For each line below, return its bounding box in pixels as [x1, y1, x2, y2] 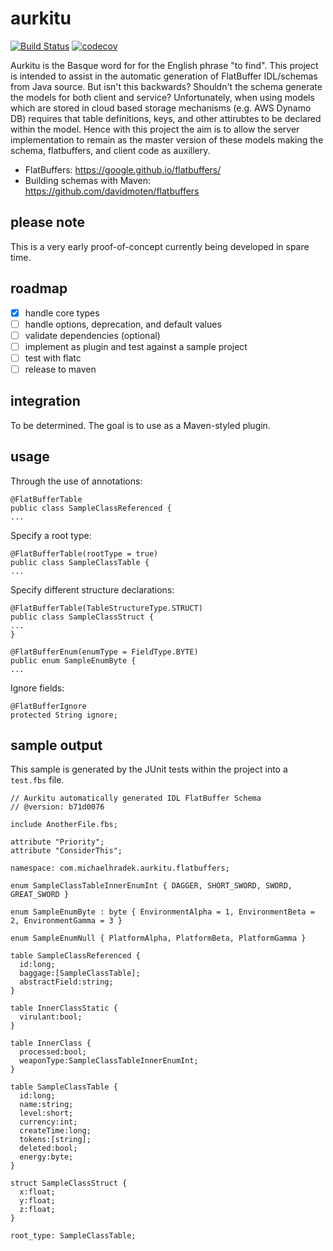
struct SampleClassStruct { [10, 1178, 128, 1189]
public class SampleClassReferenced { [10, 503, 172, 513]
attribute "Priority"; [10, 837, 105, 847]
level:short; [19, 1108, 74, 1119]
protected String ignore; [10, 710, 118, 720]
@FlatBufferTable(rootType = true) [10, 548, 159, 559]
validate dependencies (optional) [24, 329, 161, 341]
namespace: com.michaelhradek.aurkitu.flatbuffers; [10, 863, 230, 874]
